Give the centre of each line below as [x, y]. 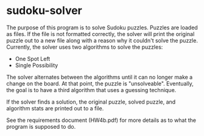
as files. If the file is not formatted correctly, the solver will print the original [100, 34]
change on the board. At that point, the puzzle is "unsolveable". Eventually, [100, 84]
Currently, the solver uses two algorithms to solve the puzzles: [85, 47]
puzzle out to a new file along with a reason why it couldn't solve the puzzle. [102, 40]
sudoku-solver [44, 11]
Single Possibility [37, 65]
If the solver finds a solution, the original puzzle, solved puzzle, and [91, 102]
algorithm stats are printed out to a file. [55, 108]
